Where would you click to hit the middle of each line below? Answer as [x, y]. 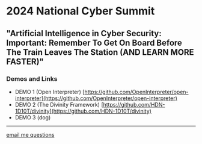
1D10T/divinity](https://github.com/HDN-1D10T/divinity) [83, 111]
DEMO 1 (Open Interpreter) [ [50, 92]
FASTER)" [25, 61]
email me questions [30, 134]
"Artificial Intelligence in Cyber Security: [84, 33]
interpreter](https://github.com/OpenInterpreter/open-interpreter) [96, 98]
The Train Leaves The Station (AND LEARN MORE [100, 52]
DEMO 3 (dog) [33, 117]
